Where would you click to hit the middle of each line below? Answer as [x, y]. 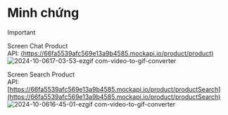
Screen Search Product [41, 74]
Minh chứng [43, 13]
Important [21, 32]
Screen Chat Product [38, 46]
